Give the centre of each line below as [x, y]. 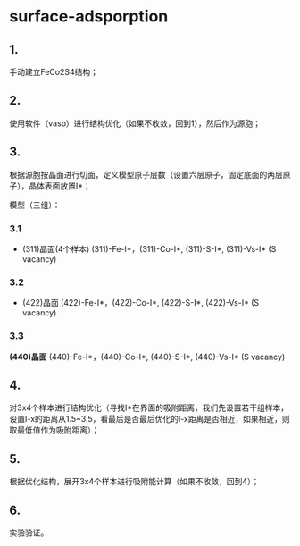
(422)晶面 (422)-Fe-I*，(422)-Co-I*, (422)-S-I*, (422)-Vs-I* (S [141, 303]
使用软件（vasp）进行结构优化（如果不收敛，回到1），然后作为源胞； [135, 123]
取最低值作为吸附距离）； [54, 430]
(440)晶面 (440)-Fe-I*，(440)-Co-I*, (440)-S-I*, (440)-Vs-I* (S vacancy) [147, 357]
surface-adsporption [89, 17]
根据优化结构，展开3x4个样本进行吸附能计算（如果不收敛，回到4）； [134, 482]
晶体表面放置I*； [59, 186]
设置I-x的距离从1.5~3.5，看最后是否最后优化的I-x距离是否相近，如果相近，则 [150, 419]
